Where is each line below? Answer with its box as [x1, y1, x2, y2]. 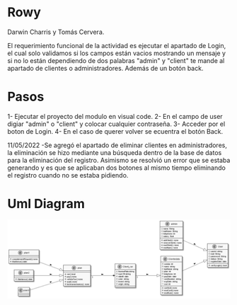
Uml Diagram [7, 196, 85, 212]
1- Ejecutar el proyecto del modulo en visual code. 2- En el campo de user [7, 112, 223, 120]
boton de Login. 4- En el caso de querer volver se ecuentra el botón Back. [7, 127, 224, 135]
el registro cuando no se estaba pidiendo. [7, 171, 129, 179]
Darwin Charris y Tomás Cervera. [7, 28, 105, 36]
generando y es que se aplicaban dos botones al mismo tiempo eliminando [7, 163, 226, 172]
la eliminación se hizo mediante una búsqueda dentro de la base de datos [7, 148, 222, 156]
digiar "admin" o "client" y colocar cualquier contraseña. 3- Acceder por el [7, 120, 226, 128]
